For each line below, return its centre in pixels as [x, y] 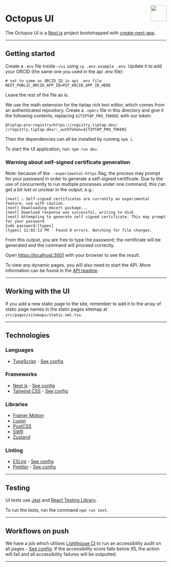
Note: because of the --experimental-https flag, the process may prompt [83, 173]
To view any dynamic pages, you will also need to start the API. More [78, 265]
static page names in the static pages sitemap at [56, 309]
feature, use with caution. [35, 204]
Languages [20, 350]
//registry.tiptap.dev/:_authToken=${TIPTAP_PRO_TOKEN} [66, 129]
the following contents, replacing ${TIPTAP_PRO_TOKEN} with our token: [79, 116]
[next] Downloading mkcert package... [47, 208]
